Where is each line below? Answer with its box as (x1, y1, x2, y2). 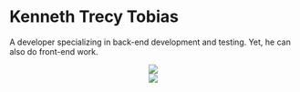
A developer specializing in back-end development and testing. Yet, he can (9, 36, 292, 47)
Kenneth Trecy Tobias (9, 6, 180, 27)
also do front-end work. (9, 46, 98, 56)
